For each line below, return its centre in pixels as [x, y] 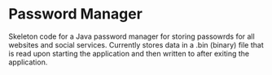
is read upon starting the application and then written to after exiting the [129, 53]
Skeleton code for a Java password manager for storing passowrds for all [132, 36]
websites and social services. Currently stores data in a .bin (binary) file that [136, 44]
